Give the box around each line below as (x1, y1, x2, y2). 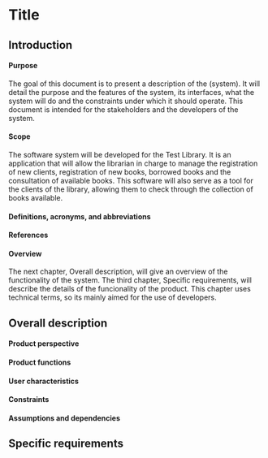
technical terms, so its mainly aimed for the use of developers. (8, 292, 217, 302)
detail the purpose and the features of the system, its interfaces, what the (8, 87, 254, 97)
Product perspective (8, 339, 80, 348)
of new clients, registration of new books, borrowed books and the (8, 166, 231, 176)
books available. (8, 192, 63, 202)
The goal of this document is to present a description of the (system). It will (8, 79, 261, 89)
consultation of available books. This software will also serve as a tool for (8, 175, 253, 185)
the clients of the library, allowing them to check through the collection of (8, 184, 253, 194)
